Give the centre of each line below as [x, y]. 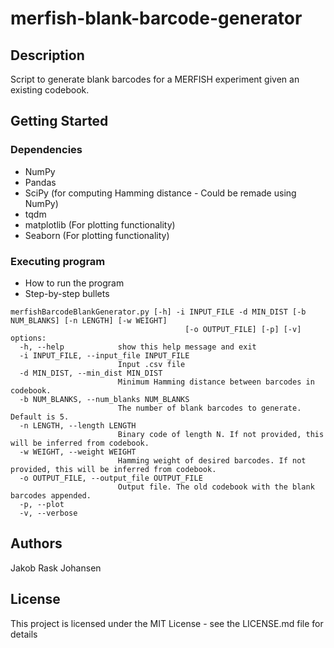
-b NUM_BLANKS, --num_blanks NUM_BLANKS [104, 399]
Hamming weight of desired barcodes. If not [212, 460]
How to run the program [74, 283]
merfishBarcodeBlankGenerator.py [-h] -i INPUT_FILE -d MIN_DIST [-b [158, 312]
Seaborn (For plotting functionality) [97, 235]
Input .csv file [151, 364]
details [24, 634]
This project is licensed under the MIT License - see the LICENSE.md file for [167, 623]
